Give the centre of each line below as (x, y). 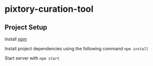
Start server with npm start (32, 58)
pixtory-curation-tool (49, 9)
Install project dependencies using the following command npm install (76, 49)
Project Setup (26, 27)
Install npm (16, 39)
